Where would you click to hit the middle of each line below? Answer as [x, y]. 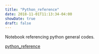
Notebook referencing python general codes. [50, 37]
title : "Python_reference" [32, 9]
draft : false [18, 23]
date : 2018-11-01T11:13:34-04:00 [39, 14]
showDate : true [20, 18]
